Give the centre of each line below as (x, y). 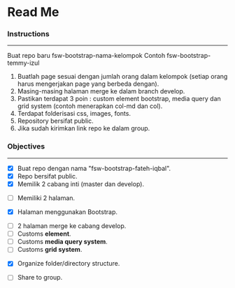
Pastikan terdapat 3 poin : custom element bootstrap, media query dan (119, 99)
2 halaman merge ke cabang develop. (72, 226)
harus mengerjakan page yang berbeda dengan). (88, 84)
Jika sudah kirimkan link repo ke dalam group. (84, 128)
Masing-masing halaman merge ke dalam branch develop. (101, 91)
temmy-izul (23, 63)
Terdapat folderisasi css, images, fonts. (74, 114)
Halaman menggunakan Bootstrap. (67, 212)
